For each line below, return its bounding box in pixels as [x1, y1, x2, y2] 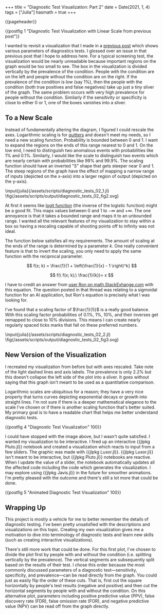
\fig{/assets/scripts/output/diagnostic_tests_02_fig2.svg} [5, 193, 119, 199]
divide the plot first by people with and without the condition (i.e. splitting [5, 552, 152, 558]
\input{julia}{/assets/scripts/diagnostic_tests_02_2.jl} [5, 331, 111, 337]
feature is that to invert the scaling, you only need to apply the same [5, 248, 142, 254]
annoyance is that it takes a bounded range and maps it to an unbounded [5, 213, 152, 219]
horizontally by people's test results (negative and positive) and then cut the [5, 583, 158, 589]
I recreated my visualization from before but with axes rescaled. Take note [5, 364, 154, 370]
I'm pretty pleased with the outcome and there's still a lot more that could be [5, 475, 158, 481]
